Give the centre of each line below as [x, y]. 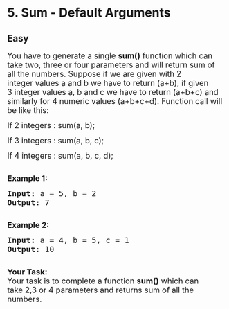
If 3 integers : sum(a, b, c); [56, 141]
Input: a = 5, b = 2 [52, 193]
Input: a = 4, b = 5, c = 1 [68, 240]
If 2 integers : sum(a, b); [51, 125]
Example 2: [28, 225]
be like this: [28, 110]
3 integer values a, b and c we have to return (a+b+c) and [113, 92]
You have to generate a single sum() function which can [110, 55]
